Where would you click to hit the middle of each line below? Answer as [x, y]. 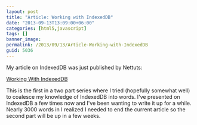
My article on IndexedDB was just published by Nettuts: [74, 67]
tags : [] [17, 34]
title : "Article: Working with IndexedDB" [60, 17]
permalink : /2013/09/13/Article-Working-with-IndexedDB [77, 45]
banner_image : [24, 39]
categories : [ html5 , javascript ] [46, 28]
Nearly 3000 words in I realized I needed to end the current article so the [96, 109]
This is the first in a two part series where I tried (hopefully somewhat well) [98, 90]
